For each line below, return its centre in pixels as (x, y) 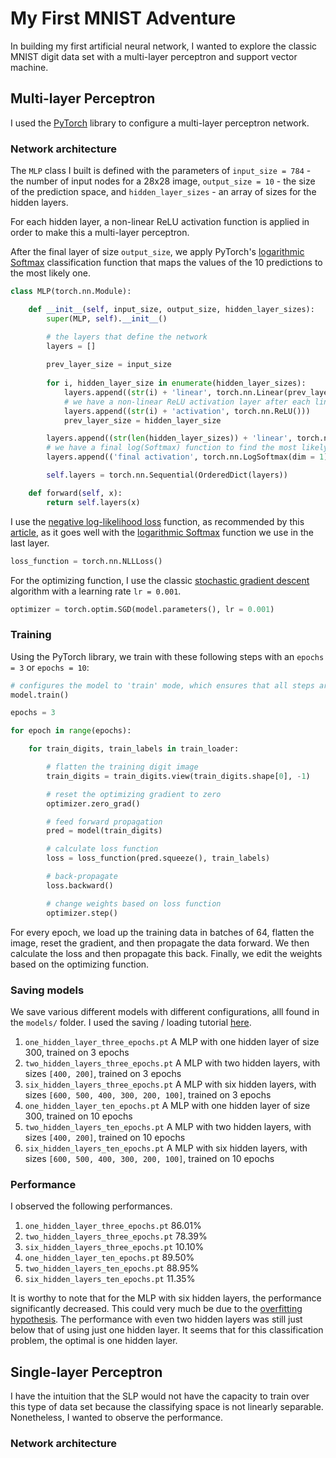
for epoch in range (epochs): (71, 731)
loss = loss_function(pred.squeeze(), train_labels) (158, 858)
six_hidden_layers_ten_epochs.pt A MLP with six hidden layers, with (166, 1148)
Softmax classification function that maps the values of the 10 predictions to (166, 263)
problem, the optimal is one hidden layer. (94, 1341)
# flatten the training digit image (122, 767)
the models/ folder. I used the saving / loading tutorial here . (131, 1022)
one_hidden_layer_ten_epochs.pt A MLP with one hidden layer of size (167, 1105)
